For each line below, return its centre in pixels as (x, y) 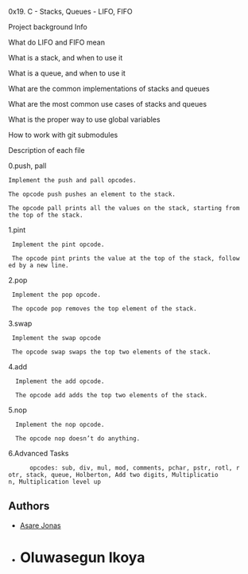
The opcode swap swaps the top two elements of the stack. (112, 352)
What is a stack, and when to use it (66, 58)
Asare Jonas (40, 525)
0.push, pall (27, 166)
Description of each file (46, 150)
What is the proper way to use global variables (84, 119)
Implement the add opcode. (60, 381)
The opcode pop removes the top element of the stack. (104, 309)
